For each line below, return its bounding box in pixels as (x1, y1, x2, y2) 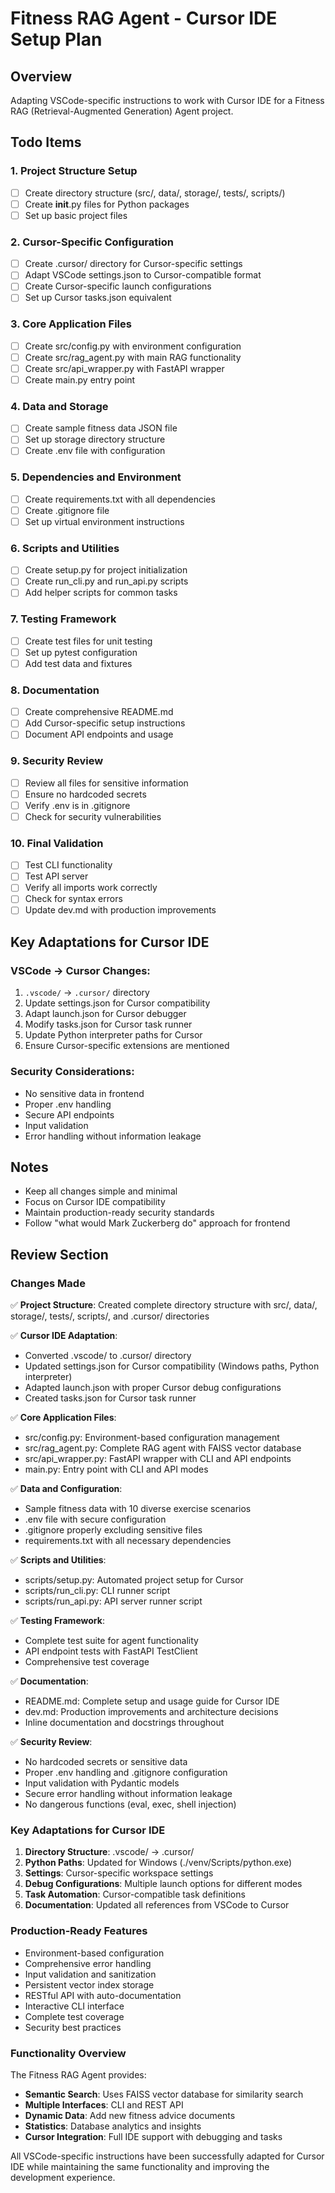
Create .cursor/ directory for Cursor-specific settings (24, 258, 243, 270)
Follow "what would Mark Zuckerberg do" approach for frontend (24, 1217, 291, 1229)
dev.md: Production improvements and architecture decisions (24, 1706, 279, 1718)
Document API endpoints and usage (24, 728, 174, 741)
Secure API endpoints (24, 1108, 115, 1121)
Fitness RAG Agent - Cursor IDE (10, 7, 278, 30)
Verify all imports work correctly (24, 882, 158, 894)
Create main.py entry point (24, 373, 136, 386)
